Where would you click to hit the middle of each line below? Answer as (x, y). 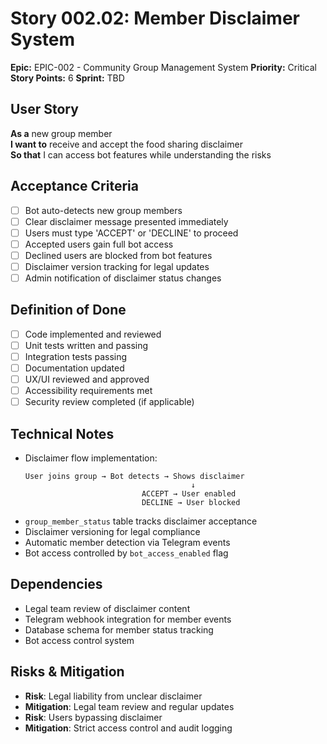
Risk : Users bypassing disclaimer (93, 717)
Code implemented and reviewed (93, 334)
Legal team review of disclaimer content (107, 608)
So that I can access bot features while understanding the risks (141, 154)
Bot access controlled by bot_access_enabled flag (126, 553)
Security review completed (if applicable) (109, 402)
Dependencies (56, 584)
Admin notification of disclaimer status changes (123, 278)
